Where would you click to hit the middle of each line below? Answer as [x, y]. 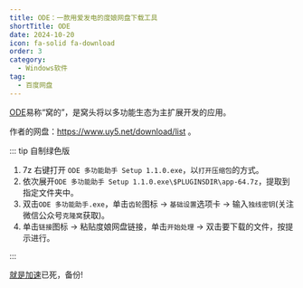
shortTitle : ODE [40, 26]
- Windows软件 [43, 69]
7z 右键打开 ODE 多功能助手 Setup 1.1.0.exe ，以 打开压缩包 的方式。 [143, 169]
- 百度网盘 [35, 85]
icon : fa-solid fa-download [62, 43]
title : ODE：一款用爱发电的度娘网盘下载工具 [84, 18]
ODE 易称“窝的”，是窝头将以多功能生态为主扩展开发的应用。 [120, 112]
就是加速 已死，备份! [47, 274]
